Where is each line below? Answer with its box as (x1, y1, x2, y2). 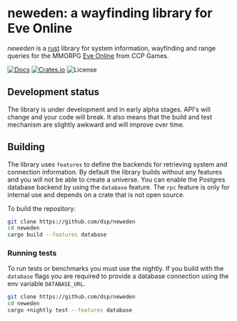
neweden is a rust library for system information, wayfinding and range (7, 44, 216, 52)
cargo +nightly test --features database (7, 307, 133, 314)
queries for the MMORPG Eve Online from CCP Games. (7, 51, 169, 60)
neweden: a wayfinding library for (7, 5, 213, 21)
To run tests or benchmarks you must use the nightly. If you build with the (7, 265, 224, 273)
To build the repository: (7, 204, 76, 212)
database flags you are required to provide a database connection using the (7, 272, 229, 280)
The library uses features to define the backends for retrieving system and (7, 159, 228, 169)
